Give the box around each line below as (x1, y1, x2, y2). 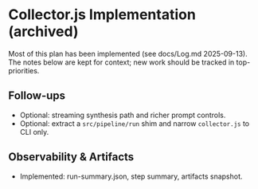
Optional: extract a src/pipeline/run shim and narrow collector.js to (19, 118, 250, 128)
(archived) (8, 22, 79, 41)
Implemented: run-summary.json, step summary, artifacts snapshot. (19, 171, 243, 181)
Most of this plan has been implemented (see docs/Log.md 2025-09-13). (8, 49, 248, 58)
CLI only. (19, 127, 49, 136)
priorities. (8, 65, 40, 75)
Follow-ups (8, 89, 66, 103)
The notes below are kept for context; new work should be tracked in (8, 57, 235, 67)
